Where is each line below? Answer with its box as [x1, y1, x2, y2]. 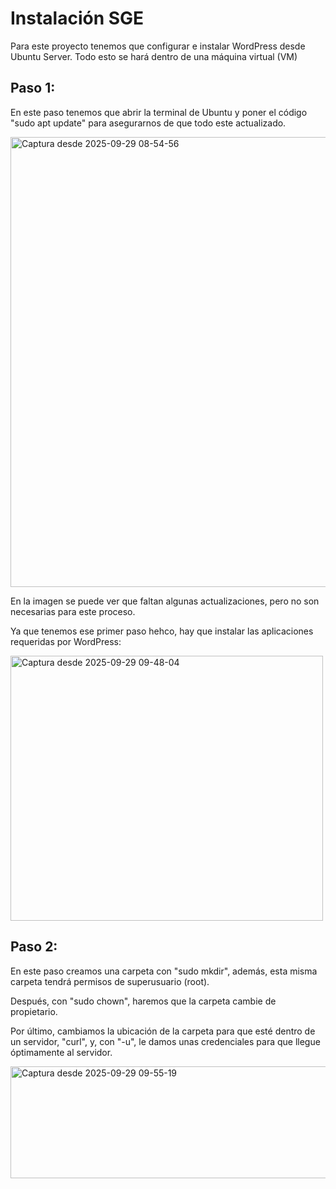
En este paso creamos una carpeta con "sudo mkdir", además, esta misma [10, 965, 318, 977]
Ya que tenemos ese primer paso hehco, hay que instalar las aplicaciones [10, 625, 314, 637]
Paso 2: [10, 938, 58, 956]
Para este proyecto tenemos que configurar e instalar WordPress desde [10, 40, 306, 52]
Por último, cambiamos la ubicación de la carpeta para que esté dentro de [10, 1025, 316, 1037]
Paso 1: [10, 80, 56, 97]
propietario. [10, 1005, 58, 1017]
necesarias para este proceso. [10, 605, 136, 617]
